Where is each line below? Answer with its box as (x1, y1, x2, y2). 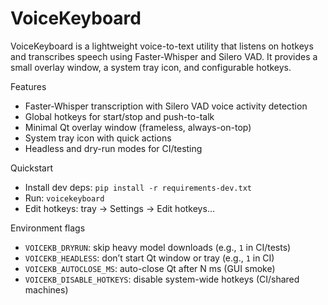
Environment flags (10, 222, 86, 234)
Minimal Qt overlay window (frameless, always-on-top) (24, 121, 252, 133)
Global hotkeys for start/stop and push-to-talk (24, 110, 215, 122)
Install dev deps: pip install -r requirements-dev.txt (24, 181, 252, 193)
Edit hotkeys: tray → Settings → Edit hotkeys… (24, 202, 215, 214)
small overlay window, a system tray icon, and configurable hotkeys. (10, 61, 292, 73)
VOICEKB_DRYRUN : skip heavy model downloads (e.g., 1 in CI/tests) (24, 241, 292, 253)
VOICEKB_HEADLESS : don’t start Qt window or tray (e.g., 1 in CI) (24, 252, 275, 264)
